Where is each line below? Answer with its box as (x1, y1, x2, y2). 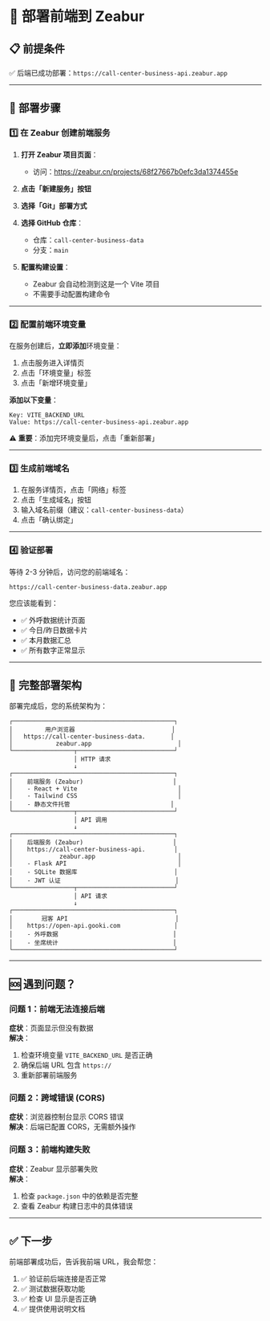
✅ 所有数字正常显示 (20, 645, 86, 655)
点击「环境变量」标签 (20, 368, 91, 377)
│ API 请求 (73, 892, 107, 900)
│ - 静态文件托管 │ (9, 800, 175, 809)
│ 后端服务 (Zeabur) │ (9, 839, 177, 847)
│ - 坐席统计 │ (9, 939, 177, 947)
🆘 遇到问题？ (9, 977, 77, 991)
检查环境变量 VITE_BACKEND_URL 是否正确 (20, 1051, 153, 1060)
